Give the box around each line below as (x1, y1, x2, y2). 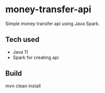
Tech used (5, 35, 39, 44)
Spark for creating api (12, 54, 59, 60)
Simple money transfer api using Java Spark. (5, 20, 100, 27)
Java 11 (12, 49, 28, 55)
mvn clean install (5, 83, 41, 89)
